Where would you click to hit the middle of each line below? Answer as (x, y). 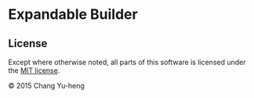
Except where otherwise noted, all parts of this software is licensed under (127, 62)
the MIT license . (34, 71)
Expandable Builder (73, 15)
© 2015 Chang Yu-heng (46, 85)
